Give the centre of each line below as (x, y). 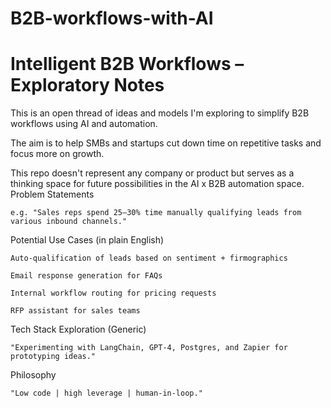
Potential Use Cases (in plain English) (87, 240)
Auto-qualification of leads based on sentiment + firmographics (149, 258)
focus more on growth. (57, 154)
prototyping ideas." (53, 357)
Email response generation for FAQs (86, 276)
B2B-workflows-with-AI (112, 18)
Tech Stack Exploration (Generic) (78, 329)
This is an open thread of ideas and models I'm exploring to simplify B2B (160, 113)
